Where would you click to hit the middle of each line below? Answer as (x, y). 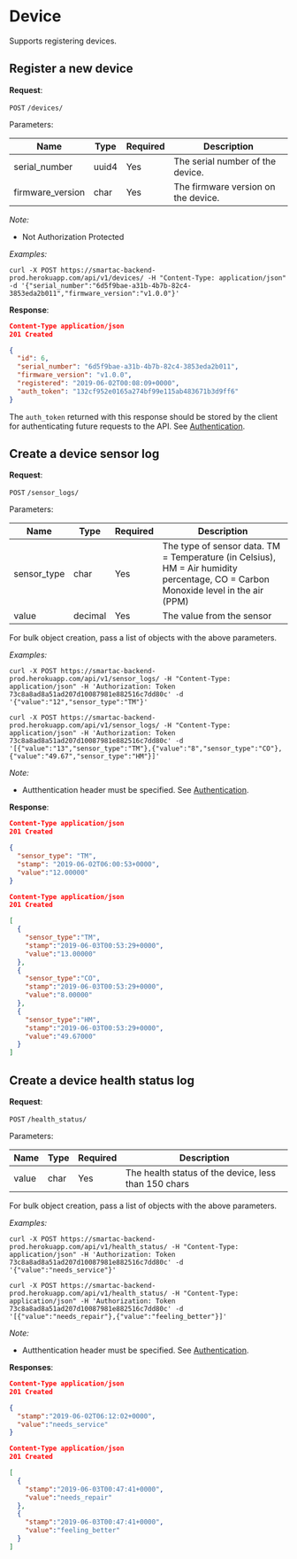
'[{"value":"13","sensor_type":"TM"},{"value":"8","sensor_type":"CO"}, (146, 749)
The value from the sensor (217, 616)
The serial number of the (225, 161)
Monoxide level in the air (213, 591)
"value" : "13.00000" (61, 954)
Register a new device (72, 69)
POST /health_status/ (48, 1120)
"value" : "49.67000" (61, 1036)
